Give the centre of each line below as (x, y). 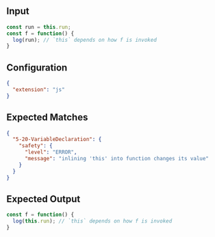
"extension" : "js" (39, 90)
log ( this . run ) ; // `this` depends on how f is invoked (92, 221)
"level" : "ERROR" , (51, 152)
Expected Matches (47, 117)
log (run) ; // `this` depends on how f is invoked (85, 40)
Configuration (37, 67)
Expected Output (43, 199)
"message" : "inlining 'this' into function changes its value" (117, 159)
